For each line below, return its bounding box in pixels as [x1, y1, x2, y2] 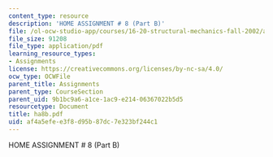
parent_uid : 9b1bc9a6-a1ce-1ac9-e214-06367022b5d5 [8, 95, 184, 103]
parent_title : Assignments [8, 80, 100, 88]
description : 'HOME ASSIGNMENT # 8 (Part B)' [8, 20, 165, 28]
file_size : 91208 [8, 34, 67, 43]
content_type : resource [8, 11, 89, 20]
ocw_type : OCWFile [8, 72, 71, 81]
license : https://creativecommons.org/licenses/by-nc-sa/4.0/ [8, 65, 223, 73]
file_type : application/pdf [8, 42, 104, 50]
